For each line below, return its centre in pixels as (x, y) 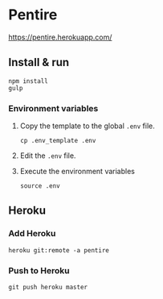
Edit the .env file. (48, 156)
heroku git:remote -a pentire (59, 250)
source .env (40, 186)
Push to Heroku (39, 270)
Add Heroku (32, 234)
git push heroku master (48, 288)
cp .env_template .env (58, 141)
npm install (28, 81)
